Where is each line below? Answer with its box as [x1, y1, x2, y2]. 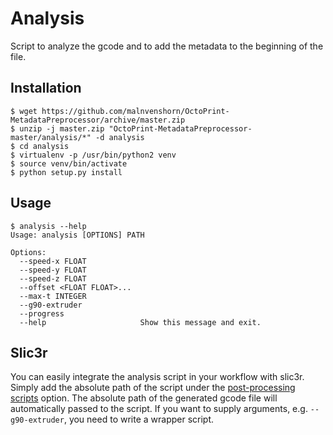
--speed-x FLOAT [19, 256, 87, 266]
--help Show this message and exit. [19, 317, 262, 327]
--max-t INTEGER [19, 291, 87, 301]
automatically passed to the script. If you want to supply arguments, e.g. [10, 403, 308, 415]
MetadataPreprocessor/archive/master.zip [10, 115, 186, 125]
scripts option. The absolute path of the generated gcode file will [10, 392, 278, 404]
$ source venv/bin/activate [10, 158, 128, 169]
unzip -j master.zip [19, 123, 105, 134]
